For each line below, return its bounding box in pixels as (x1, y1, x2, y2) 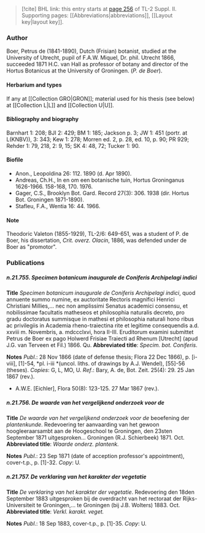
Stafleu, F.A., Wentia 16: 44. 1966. (15, 202, 101, 209)
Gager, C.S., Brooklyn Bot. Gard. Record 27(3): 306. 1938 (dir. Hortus (15, 189, 189, 196)
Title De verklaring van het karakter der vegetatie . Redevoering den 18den (6, 488, 195, 496)
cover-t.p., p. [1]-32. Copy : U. (6, 459, 81, 466)
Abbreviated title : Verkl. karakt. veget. (6, 508, 104, 515)
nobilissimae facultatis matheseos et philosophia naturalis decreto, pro (6, 309, 185, 316)
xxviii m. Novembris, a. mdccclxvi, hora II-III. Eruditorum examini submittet (6, 329, 194, 335)
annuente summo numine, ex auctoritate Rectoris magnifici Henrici (6, 296, 175, 303)
